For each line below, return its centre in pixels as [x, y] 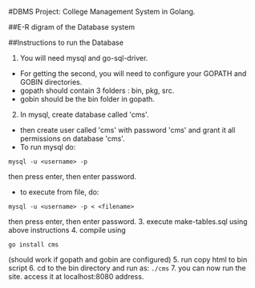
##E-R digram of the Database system [71, 27]
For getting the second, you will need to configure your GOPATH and [133, 74]
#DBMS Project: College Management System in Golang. [102, 12]
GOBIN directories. [51, 82]
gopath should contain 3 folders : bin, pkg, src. [97, 90]
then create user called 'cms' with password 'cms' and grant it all [127, 130]
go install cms [34, 245]
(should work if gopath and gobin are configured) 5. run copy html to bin [128, 260]
